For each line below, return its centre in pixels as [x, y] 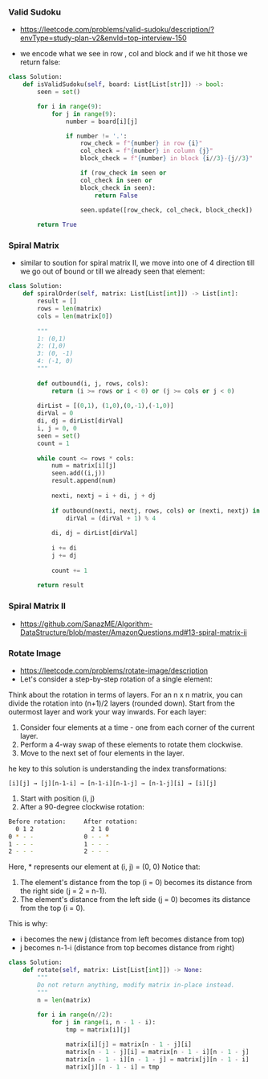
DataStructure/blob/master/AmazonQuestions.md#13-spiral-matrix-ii [133, 632]
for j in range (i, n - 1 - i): [104, 1023]
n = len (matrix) [64, 1000]
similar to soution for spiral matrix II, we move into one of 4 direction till [137, 263]
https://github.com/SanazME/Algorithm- [86, 624]
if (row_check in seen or [123, 173]
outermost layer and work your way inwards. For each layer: [108, 711]
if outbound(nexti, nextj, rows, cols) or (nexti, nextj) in [156, 511]
